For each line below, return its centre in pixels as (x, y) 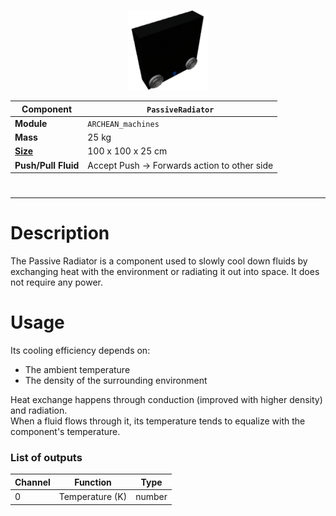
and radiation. (39, 411)
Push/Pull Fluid (47, 165)
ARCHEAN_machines (123, 124)
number (151, 497)
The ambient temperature (77, 370)
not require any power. (57, 282)
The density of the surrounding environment (116, 381)
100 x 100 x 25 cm (127, 151)
